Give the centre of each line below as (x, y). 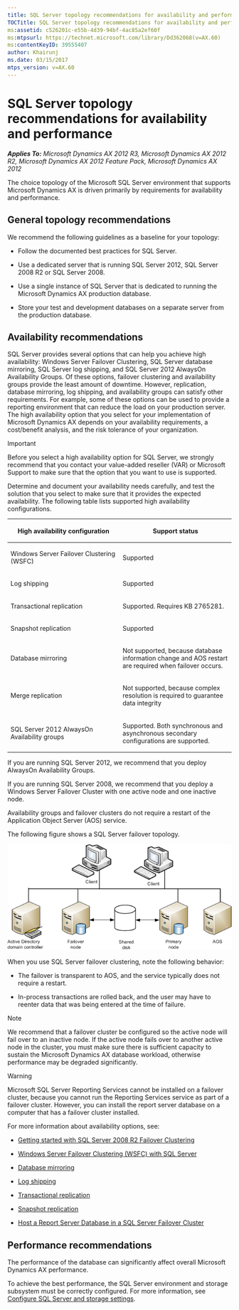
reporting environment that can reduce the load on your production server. (117, 407)
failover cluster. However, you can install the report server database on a (114, 1105)
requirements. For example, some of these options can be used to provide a (118, 400)
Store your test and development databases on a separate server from (121, 307)
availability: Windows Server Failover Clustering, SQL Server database (110, 362)
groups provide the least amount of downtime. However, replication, (107, 385)
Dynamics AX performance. (48, 1269)
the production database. (55, 315)
